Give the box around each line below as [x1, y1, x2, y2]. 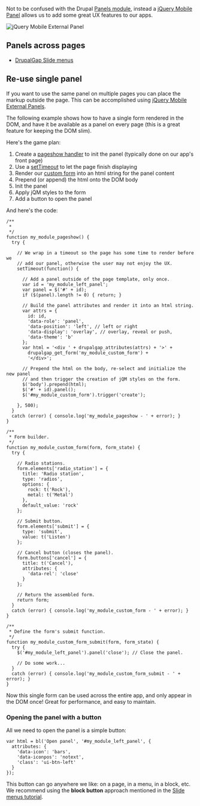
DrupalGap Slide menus [14, 56, 74, 64]
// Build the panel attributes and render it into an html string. [22, 302, 195, 308]
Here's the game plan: [6, 138, 61, 146]
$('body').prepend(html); [22, 381, 87, 387]
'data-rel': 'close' [28, 570, 79, 576]
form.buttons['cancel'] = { [17, 555, 87, 561]
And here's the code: [6, 207, 58, 214]
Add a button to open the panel [14, 195, 92, 202]
